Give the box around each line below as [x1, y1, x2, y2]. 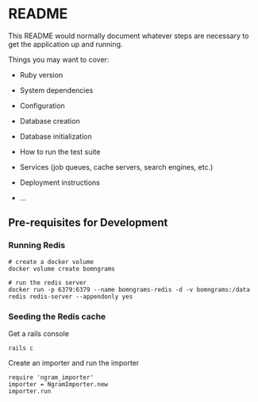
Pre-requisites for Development [8, 216, 168, 230]
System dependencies [19, 85, 94, 95]
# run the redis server [8, 278, 87, 286]
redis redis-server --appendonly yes [8, 293, 133, 301]
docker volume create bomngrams [8, 265, 115, 273]
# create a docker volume [8, 258, 94, 266]
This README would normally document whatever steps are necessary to [8, 31, 249, 40]
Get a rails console [8, 328, 70, 338]
